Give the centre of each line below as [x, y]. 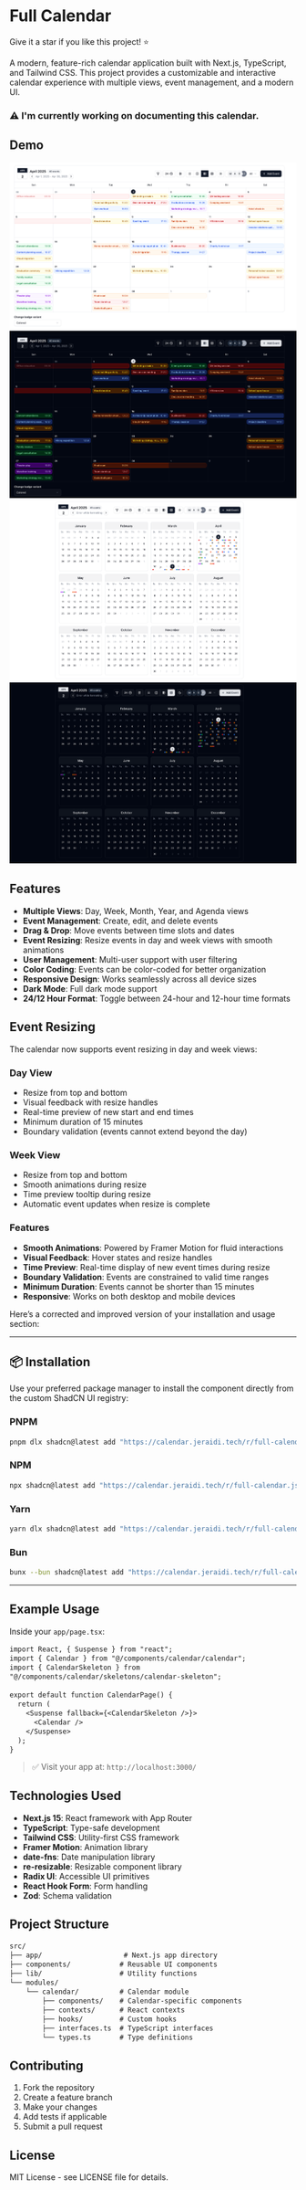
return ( [34, 1704]
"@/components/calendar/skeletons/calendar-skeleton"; [116, 1677]
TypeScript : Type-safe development [91, 1827]
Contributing [46, 2065]
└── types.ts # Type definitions [118, 2037]
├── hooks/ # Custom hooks [110, 2019]
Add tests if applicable [65, 2117]
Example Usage [55, 1610]
